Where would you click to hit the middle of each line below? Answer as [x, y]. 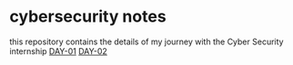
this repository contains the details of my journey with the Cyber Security [146, 42]
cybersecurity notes [88, 17]
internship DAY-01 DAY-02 [58, 51]
